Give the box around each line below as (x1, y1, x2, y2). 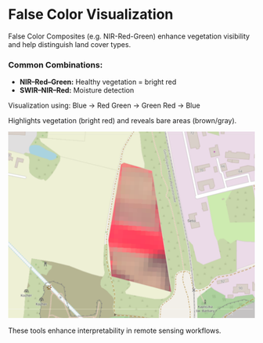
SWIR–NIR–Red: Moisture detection (19, 86, 135, 95)
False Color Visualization (8, 5, 174, 24)
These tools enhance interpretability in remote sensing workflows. (8, 326, 222, 335)
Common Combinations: (8, 59, 103, 70)
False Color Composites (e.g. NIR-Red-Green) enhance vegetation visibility (8, 31, 250, 41)
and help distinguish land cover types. (8, 39, 131, 49)
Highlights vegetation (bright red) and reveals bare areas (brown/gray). (8, 116, 237, 126)
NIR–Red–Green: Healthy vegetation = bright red (19, 77, 177, 87)
